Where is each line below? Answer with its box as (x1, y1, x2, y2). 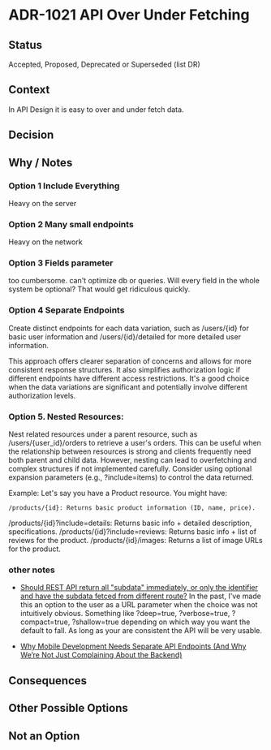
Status (8, 38, 43, 52)
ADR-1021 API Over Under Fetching (8, 6, 250, 24)
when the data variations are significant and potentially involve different (8, 381, 247, 391)
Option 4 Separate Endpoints (8, 304, 125, 316)
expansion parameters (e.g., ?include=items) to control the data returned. (8, 472, 254, 482)
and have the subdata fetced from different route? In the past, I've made (19, 591, 261, 601)
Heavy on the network (8, 237, 83, 247)
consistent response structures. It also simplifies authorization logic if (8, 364, 241, 374)
